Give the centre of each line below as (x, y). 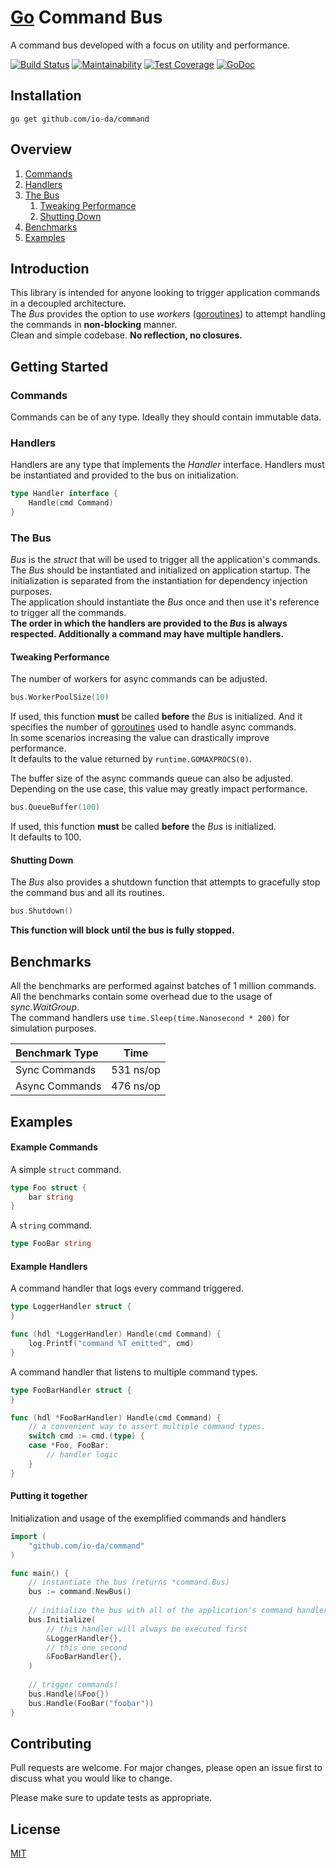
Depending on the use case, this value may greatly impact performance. (159, 789)
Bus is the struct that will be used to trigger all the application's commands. (165, 560)
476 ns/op (136, 1086)
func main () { (40, 1573)
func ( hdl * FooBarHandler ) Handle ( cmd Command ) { (116, 1417)
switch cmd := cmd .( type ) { (86, 1436)
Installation (46, 96)
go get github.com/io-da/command (80, 119)
